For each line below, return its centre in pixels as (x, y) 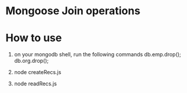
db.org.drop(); (31, 61)
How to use (34, 38)
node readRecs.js (36, 84)
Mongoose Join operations (73, 11)
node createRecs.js (38, 72)
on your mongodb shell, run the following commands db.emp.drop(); (98, 54)
